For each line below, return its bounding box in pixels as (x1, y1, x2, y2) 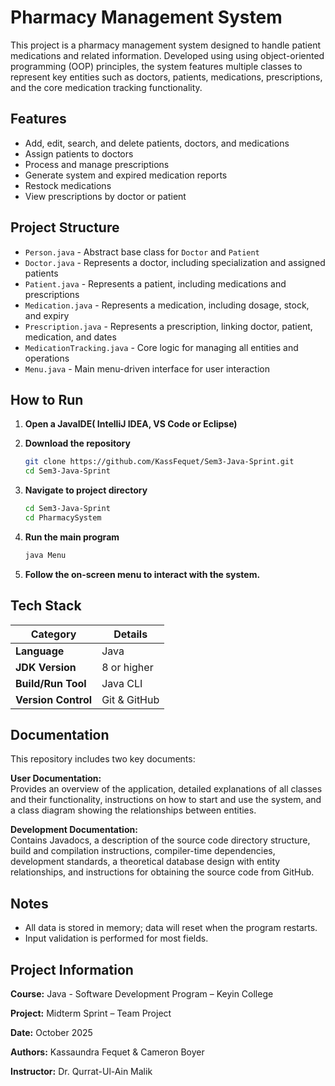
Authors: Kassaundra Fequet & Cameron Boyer (10, 1046, 205, 1058)
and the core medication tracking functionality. (10, 81, 203, 93)
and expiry (24, 309, 70, 321)
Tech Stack (10, 597, 82, 615)
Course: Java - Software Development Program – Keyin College (10, 988, 274, 1000)
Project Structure (10, 219, 120, 236)
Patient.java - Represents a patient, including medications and (24, 277, 287, 290)
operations (24, 352, 70, 364)
